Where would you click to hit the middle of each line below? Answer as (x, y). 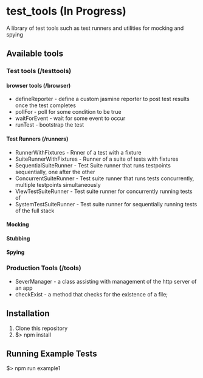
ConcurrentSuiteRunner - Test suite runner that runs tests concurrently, (105, 178)
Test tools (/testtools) (39, 71)
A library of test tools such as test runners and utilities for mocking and (95, 28)
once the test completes (45, 105)
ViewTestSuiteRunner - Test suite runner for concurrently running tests (104, 191)
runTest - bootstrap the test (49, 125)
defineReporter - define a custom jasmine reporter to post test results (102, 99)
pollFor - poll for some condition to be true (68, 112)
